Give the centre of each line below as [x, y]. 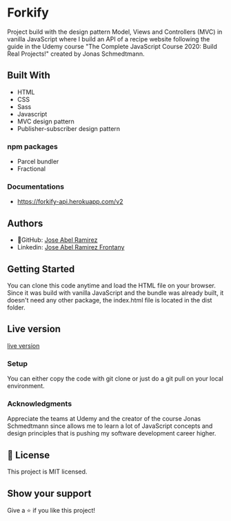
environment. [26, 386]
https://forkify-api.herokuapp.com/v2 [70, 202]
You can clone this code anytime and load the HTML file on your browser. [111, 285]
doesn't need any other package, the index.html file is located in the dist [110, 300]
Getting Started [41, 269]
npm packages [33, 146]
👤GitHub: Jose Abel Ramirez [57, 240]
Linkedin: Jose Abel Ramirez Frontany [71, 247]
